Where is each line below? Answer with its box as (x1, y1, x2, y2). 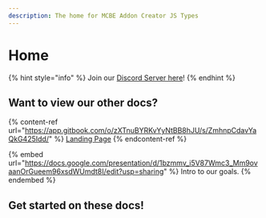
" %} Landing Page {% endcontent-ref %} (48, 134, 187, 144)
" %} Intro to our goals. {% (163, 167, 252, 176)
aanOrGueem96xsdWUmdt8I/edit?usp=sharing (8, 167, 164, 176)
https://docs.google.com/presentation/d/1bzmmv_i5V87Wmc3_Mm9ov (24, 158, 258, 168)
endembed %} (8, 176, 56, 185)
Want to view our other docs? (8, 95, 159, 109)
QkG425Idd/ (8, 134, 50, 144)
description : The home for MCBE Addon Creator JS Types (8, 11, 199, 20)
